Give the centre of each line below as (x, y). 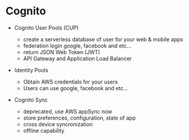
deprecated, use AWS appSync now (68, 111)
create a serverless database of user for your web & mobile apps (103, 39)
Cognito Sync (31, 100)
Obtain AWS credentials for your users (70, 82)
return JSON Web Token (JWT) (62, 52)
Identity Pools (31, 70)
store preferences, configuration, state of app (79, 118)
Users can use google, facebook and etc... (75, 88)
